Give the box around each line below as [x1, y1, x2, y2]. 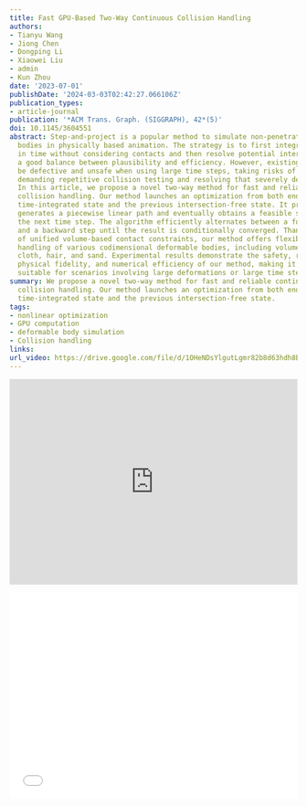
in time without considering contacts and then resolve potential [17, 149, 276, 158]
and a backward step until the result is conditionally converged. [17, 226, 281, 235]
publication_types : [9, 98, 84, 108]
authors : [9, 22, 43, 31]
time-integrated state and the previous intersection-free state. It [17, 200, 288, 210]
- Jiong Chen [9, 38, 59, 48]
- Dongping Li [9, 48, 64, 57]
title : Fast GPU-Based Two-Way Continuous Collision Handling [9, 13, 251, 23]
